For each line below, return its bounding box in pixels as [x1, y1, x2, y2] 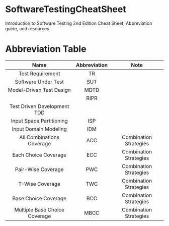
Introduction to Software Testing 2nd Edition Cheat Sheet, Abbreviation [5, 20, 152, 26]
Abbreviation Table [5, 43, 87, 55]
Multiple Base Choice [14, 206, 64, 213]
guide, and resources [5, 25, 49, 31]
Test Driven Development [9, 102, 69, 109]
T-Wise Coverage [18, 180, 61, 187]
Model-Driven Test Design [8, 86, 71, 93]
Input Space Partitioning [11, 117, 68, 124]
